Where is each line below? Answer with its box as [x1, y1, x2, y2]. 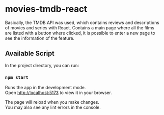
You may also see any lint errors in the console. [5, 104, 101, 111]
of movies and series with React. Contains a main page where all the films [5, 24, 155, 30]
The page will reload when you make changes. [5, 99, 100, 105]
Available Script [5, 49, 55, 58]
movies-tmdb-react [5, 3, 87, 15]
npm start [5, 74, 28, 80]
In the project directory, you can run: [5, 62, 79, 68]
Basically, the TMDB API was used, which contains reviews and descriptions [5, 20, 160, 25]
